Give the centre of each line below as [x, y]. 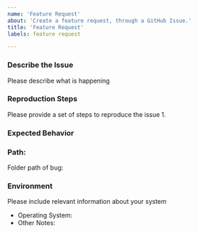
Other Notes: [36, 223]
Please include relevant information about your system [87, 202]
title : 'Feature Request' [45, 27]
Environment [30, 186]
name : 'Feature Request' [44, 14]
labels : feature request [44, 34]
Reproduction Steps [43, 99]
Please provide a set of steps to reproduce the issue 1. [87, 114]
